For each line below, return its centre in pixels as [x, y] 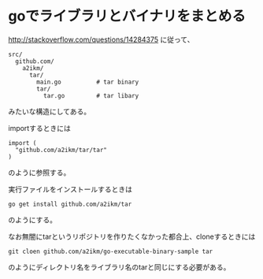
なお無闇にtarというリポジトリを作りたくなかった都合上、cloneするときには [132, 236]
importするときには [39, 128]
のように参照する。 [39, 172]
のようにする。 [33, 219]
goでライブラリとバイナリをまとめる [127, 16]
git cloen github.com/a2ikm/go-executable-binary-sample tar [111, 251]
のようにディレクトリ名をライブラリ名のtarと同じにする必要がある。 [119, 267]
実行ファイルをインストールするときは [70, 189]
